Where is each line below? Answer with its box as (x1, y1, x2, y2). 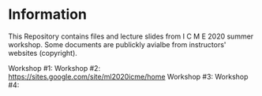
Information (8, 6, 87, 24)
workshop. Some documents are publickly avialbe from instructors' (8, 39, 226, 49)
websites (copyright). (8, 48, 77, 57)
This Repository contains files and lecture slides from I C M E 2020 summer (8, 31, 254, 41)
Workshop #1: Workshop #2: (8, 63, 101, 72)
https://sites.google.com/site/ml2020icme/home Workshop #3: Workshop (8, 72, 249, 81)
